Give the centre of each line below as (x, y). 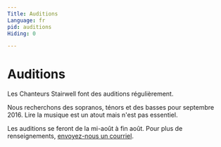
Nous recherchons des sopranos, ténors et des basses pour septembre (111, 108)
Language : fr (26, 20)
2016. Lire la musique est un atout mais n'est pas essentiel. (93, 115)
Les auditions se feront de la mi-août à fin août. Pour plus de (95, 129)
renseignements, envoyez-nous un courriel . (70, 136)
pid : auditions (30, 27)
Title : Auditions (33, 14)
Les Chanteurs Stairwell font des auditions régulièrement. (90, 94)
